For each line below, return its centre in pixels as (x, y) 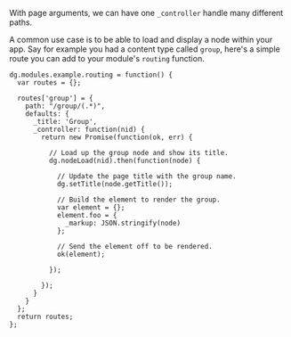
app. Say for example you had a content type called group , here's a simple (145, 49)
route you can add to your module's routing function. (107, 58)
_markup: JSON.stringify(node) (123, 223)
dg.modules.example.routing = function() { (91, 75)
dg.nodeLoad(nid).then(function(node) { (125, 160)
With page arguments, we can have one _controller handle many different (146, 13)
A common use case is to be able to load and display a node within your (141, 40)
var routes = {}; (49, 83)
